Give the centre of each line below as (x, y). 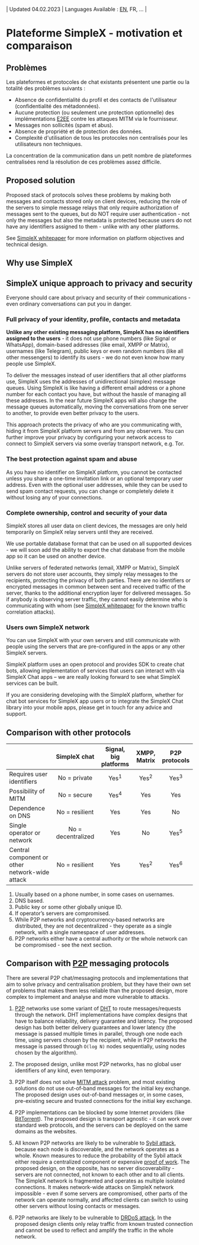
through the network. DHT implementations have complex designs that (101, 1014)
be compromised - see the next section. (63, 945)
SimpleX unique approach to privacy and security (99, 283)
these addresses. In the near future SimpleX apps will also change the (91, 401)
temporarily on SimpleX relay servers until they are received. (80, 532)
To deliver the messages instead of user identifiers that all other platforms (96, 375)
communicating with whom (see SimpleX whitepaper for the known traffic (96, 605)
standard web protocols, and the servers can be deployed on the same (101, 1125)
